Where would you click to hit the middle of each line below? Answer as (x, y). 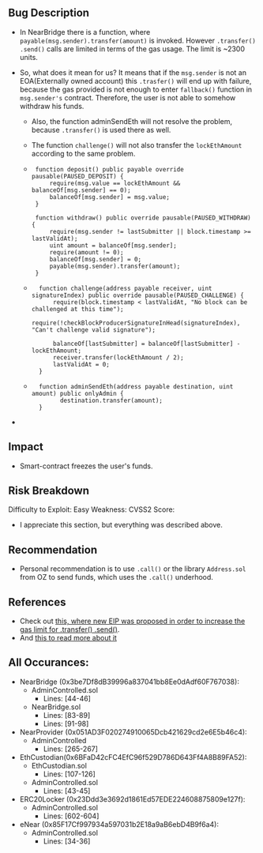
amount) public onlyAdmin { (77, 393)
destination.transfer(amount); (111, 400)
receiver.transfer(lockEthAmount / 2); (118, 357)
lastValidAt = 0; (81, 364)
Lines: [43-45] (67, 791)
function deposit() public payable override (109, 169)
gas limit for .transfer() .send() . (70, 629)
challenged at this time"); (77, 309)
